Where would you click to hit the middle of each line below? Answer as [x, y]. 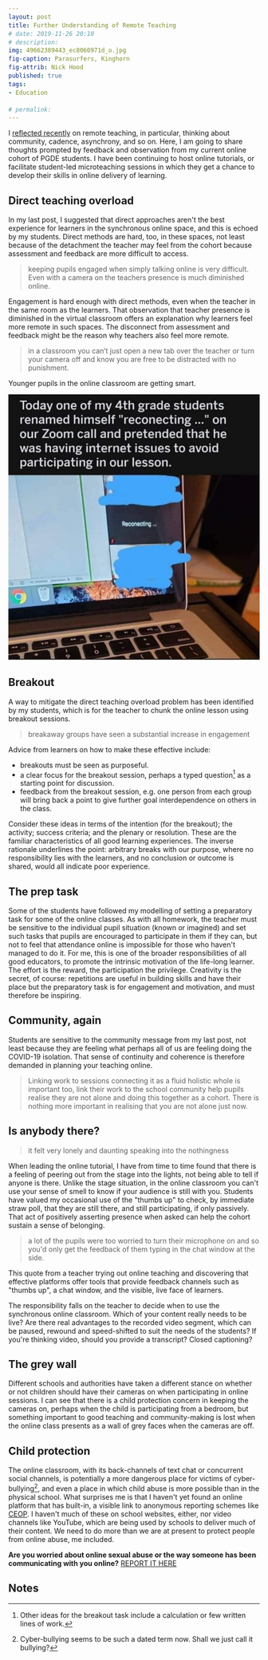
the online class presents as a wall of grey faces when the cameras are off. [131, 1426]
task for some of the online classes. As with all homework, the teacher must [133, 919]
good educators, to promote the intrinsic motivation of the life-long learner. [132, 962]
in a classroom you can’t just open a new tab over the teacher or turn [141, 351]
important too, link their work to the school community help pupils [136, 1089]
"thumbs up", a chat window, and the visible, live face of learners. [116, 1290]
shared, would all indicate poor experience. [79, 866]
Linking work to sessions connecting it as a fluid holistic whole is [134, 1080]
